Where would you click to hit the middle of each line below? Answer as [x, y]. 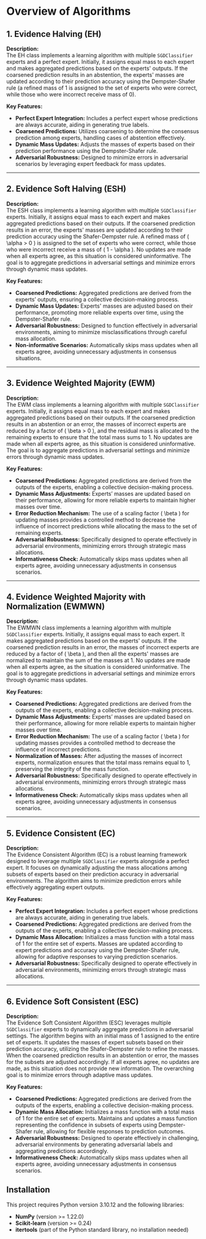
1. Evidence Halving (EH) [54, 34]
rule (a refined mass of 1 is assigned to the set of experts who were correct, [102, 88]
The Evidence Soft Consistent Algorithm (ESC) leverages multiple [89, 1023]
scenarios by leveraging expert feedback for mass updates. [90, 164]
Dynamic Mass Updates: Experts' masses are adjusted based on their [104, 306]
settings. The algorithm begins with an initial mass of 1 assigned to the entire [103, 1036]
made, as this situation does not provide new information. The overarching [100, 1069]
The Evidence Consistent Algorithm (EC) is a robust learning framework [97, 854]
